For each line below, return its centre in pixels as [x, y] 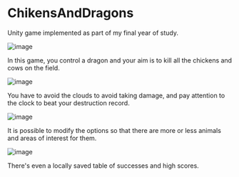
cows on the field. [34, 68]
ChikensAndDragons [71, 13]
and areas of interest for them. [52, 138]
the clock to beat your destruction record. [68, 103]
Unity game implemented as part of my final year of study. [93, 33]
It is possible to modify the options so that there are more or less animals [114, 130]
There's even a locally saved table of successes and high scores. [103, 166]
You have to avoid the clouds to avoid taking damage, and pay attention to [116, 95]
